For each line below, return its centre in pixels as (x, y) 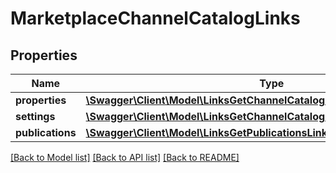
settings (35, 116)
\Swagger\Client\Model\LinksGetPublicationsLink (206, 132)
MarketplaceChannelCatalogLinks (155, 18)
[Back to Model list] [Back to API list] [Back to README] (125, 157)
